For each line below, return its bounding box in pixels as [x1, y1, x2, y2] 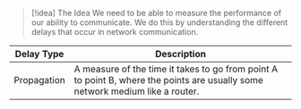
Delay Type [14, 48, 64, 60]
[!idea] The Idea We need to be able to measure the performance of [30, 8, 282, 18]
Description [155, 48, 206, 60]
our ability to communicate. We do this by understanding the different [30, 17, 288, 28]
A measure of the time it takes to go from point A [73, 63, 279, 75]
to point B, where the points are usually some [73, 74, 264, 86]
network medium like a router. [73, 85, 200, 97]
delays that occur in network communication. [30, 27, 199, 37]
